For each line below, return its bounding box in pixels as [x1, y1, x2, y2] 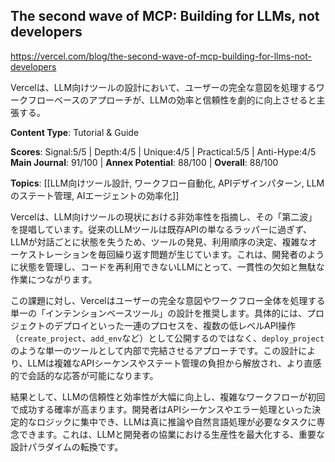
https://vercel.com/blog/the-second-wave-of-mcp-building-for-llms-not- [10, 50, 312, 62]
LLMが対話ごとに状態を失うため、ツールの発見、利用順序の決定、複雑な [10, 235, 309, 248]
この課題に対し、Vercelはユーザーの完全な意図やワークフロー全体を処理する [10, 294, 326, 306]
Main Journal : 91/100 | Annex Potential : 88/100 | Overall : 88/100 [10, 156, 279, 168]
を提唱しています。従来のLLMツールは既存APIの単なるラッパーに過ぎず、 [10, 223, 313, 235]
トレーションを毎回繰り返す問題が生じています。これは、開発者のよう [36, 248, 325, 260]
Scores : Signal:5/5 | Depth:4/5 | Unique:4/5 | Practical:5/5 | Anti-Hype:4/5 [10, 145, 317, 158]
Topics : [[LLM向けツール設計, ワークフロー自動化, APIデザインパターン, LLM [10, 177, 325, 189]
